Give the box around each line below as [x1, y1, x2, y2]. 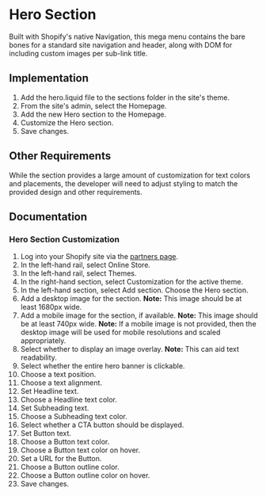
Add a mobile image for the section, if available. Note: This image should [20, 311, 258, 320]
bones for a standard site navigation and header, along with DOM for [9, 40, 233, 49]
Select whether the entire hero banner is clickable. [20, 361, 185, 371]
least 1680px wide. [20, 303, 82, 312]
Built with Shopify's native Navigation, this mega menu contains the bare [9, 32, 246, 41]
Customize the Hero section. [20, 117, 114, 128]
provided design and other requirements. [9, 187, 143, 196]
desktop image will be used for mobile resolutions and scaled [20, 327, 221, 338]
